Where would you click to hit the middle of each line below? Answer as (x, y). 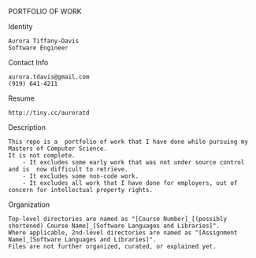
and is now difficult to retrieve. (68, 169)
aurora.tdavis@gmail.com (49, 77)
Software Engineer (38, 48)
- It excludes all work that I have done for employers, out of (130, 183)
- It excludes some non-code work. (81, 176)
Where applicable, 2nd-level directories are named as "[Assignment (123, 233)
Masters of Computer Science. (58, 149)
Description (27, 127)
